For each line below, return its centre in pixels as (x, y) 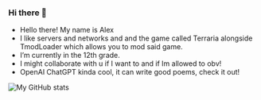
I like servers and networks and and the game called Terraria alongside (136, 38)
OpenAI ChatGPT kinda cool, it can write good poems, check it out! (130, 72)
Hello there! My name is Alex (66, 30)
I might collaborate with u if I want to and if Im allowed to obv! (121, 63)
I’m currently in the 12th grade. (70, 56)
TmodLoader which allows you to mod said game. (101, 47)
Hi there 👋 (28, 13)
